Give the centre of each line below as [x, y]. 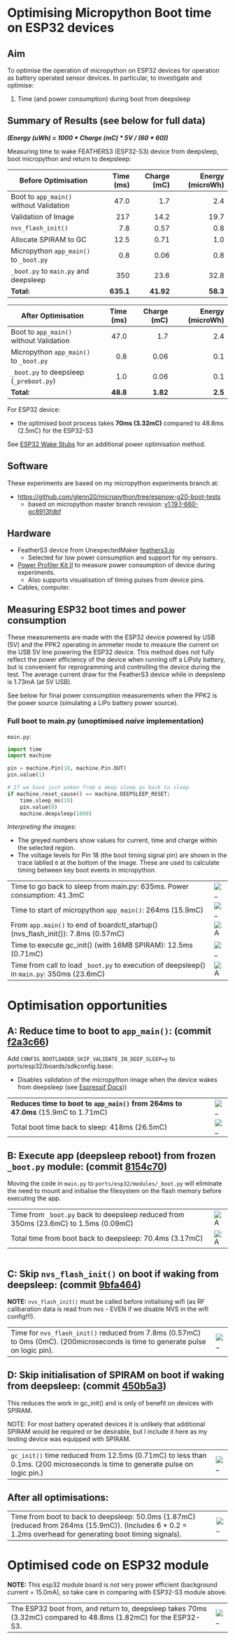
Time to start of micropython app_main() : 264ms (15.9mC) [107, 910]
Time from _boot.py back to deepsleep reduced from [98, 1215]
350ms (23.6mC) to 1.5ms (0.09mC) [72, 1223]
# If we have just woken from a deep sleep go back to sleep [98, 788]
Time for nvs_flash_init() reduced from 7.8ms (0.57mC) [106, 1333]
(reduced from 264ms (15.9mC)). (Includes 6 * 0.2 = [99, 1525]
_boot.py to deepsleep [48, 372]
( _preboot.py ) [33, 381]
